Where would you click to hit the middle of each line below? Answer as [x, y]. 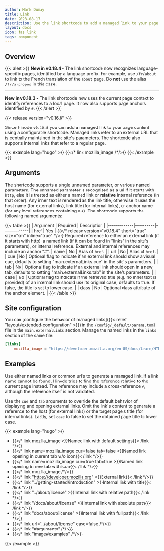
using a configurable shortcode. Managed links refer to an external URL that [82, 132]
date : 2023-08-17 [23, 19]
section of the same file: [29, 336]
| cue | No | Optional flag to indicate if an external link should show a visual [80, 256]
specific [13, 73]
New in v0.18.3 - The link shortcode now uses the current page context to [80, 98]
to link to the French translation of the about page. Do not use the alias [76, 79]
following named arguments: [34, 216]
